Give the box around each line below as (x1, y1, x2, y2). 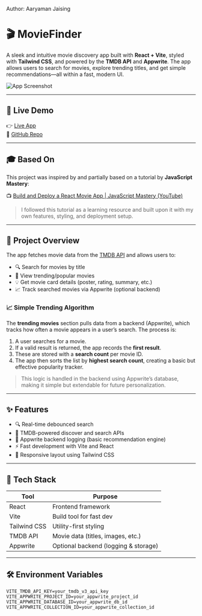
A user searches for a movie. (14, 337, 87, 345)
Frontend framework (52, 503, 110, 511)
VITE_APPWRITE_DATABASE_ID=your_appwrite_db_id (6, 599, 128, 605)
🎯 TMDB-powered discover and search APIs (14, 430, 124, 437)
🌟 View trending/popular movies (14, 272, 95, 279)
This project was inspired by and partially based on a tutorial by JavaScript (6, 173, 192, 180)
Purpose (93, 492, 118, 501)
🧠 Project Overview (6, 235, 80, 246)
